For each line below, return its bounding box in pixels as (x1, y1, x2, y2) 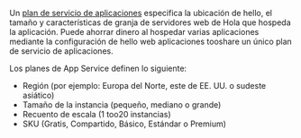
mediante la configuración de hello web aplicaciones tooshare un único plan (9, 36, 293, 47)
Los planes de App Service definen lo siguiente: (9, 63, 187, 73)
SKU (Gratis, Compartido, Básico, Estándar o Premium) (22, 118, 227, 129)
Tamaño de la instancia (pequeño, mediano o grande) (22, 99, 222, 110)
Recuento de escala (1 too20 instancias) (22, 109, 171, 119)
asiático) (22, 90, 55, 100)
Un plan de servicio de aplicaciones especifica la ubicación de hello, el (9, 8, 273, 18)
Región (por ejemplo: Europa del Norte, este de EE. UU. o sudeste (22, 81, 267, 91)
